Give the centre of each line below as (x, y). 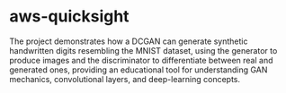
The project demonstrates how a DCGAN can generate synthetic (129, 41)
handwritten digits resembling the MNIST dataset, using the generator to (143, 50)
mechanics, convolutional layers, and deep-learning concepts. (125, 79)
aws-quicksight (69, 17)
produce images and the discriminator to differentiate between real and (141, 60)
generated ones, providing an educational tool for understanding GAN (139, 70)
